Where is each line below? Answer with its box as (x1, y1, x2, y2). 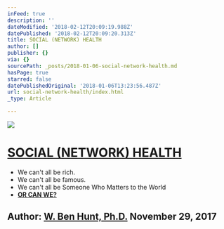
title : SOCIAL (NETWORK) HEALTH (7, 37, 102, 44)
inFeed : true (7, 10, 46, 18)
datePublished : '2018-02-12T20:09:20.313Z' (7, 30, 137, 37)
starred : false (7, 75, 52, 83)
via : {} (7, 56, 30, 63)
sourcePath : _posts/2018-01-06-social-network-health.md (7, 63, 178, 70)
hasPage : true (7, 69, 49, 76)
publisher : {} (7, 50, 49, 57)
